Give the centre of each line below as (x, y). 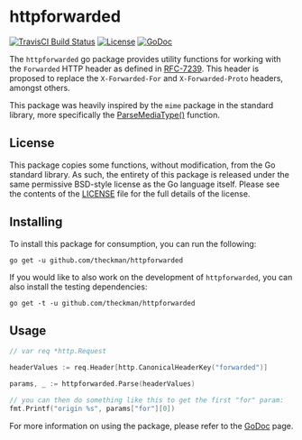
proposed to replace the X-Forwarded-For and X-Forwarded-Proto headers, (146, 78)
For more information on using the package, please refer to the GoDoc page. (151, 426)
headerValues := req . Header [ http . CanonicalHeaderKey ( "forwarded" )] (139, 368)
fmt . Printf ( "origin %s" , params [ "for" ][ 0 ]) (92, 408)
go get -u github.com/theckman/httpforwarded (96, 260)
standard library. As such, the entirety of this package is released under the (150, 174)
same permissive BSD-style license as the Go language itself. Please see (145, 184)
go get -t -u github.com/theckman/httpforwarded (102, 303)
